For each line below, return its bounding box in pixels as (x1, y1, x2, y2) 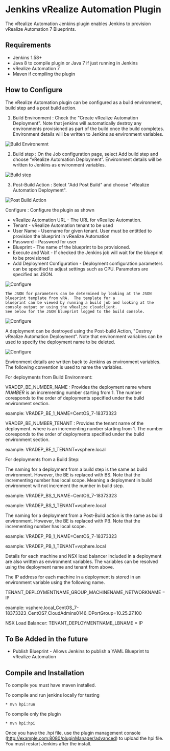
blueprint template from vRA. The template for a (5, 296, 115, 301)
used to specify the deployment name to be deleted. (5, 339, 115, 345)
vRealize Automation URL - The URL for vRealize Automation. (12, 217, 142, 223)
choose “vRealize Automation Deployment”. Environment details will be (12, 156, 162, 162)
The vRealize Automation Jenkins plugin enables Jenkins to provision (5, 20, 151, 27)
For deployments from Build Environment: (5, 374, 93, 380)
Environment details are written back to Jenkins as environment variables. (5, 359, 161, 365)
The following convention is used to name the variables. (5, 364, 123, 370)
